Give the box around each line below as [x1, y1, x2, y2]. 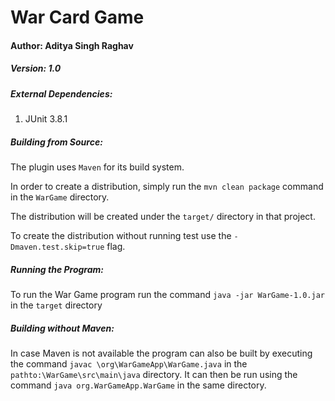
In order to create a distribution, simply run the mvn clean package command [10, 181, 324, 193]
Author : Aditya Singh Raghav [10, 39, 134, 51]
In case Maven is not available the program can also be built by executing [10, 347, 313, 360]
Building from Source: [10, 136, 103, 148]
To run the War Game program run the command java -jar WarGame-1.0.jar [10, 289, 326, 301]
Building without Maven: [10, 322, 115, 334]
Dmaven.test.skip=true [10, 242, 105, 253]
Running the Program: [10, 263, 105, 275]
